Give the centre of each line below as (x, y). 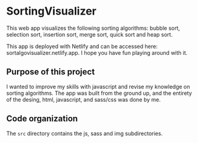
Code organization (42, 119)
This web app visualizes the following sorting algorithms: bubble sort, (93, 28)
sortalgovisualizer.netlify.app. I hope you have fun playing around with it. (97, 52)
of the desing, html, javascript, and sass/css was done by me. (84, 99)
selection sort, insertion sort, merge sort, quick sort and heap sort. (90, 34)
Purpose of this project (51, 72)
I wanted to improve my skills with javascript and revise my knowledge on (98, 86)
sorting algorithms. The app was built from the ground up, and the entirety (99, 93)
